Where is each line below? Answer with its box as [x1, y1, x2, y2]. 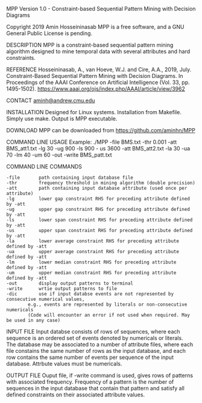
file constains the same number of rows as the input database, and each [6, 347, 186, 354]
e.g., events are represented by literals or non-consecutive [28, 301, 188, 308]
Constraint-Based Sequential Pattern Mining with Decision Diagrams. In [6, 73, 183, 79]
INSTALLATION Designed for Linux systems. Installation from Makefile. [6, 109, 182, 115]
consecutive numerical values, [6, 296, 85, 302]
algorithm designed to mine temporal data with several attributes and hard [6, 48, 191, 55]
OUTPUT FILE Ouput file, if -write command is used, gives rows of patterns [6, 372, 194, 379]
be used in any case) [6, 317, 61, 323]
